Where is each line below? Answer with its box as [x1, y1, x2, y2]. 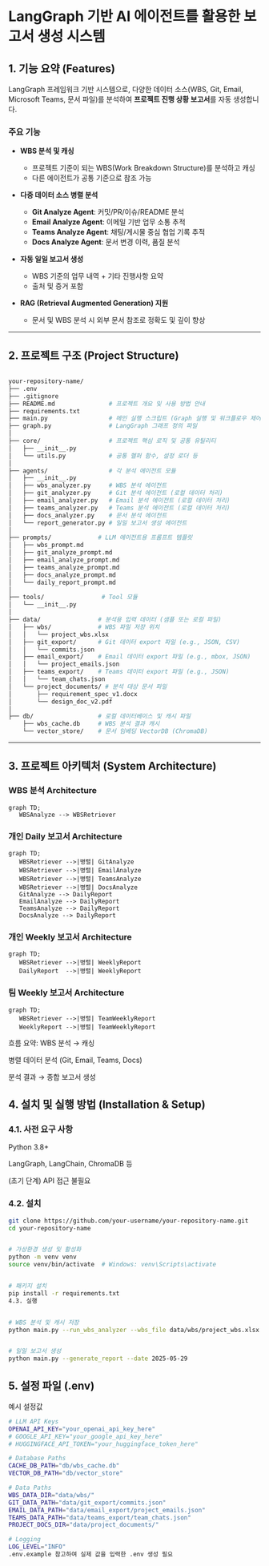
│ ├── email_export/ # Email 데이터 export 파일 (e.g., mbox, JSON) [8, 653, 251, 661]
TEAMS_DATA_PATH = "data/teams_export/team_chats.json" [8, 1513, 192, 1522]
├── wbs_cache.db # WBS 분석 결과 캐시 [22, 720, 160, 728]
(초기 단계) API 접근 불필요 [8, 1176, 91, 1186]
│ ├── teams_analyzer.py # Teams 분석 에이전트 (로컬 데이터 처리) [8, 504, 231, 512]
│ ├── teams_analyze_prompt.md [8, 563, 120, 571]
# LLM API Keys [8, 1417, 59, 1426]
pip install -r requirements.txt [8, 1289, 120, 1298]
